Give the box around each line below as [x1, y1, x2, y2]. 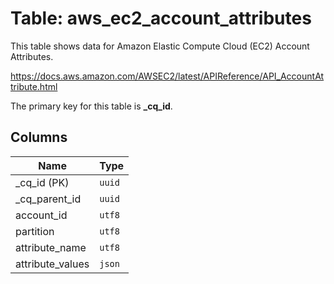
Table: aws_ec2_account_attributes [10, 7, 312, 30]
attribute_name [15, 240, 87, 254]
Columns [10, 129, 68, 146]
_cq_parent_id [15, 192, 82, 206]
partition [15, 224, 55, 238]
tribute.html [10, 80, 58, 92]
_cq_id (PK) [15, 175, 70, 189]
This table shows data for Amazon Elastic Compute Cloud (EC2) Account [10, 40, 310, 52]
